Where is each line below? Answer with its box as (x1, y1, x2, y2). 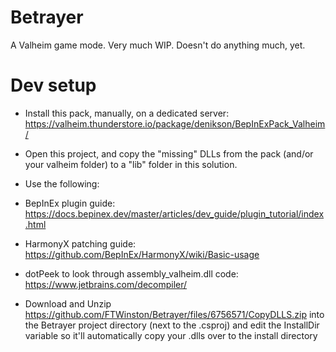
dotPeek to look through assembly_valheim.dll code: (24, 267, 239, 280)
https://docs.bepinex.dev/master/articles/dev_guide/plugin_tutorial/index (24, 207, 325, 220)
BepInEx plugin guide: (24, 197, 116, 209)
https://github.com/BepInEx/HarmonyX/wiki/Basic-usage (24, 248, 260, 260)
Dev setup (10, 74, 97, 97)
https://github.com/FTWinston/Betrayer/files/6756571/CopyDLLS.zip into (24, 308, 325, 320)
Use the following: (24, 177, 100, 190)
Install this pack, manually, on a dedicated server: (24, 107, 230, 119)
